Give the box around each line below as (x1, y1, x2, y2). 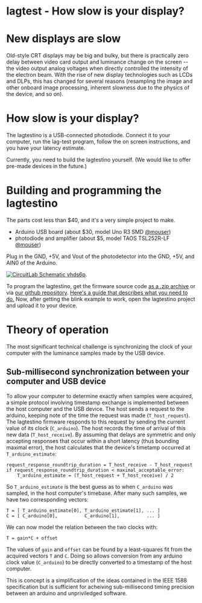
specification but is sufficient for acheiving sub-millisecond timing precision (6, 583, 195, 590)
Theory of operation (6, 323, 109, 337)
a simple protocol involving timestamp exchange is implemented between (6, 399, 189, 406)
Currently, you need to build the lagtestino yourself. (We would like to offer (6, 156, 191, 164)
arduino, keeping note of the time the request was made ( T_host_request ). (6, 411, 191, 419)
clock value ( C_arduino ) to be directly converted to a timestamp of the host (6, 558, 192, 566)
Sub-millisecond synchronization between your (6, 367, 189, 377)
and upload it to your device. (6, 302, 77, 309)
